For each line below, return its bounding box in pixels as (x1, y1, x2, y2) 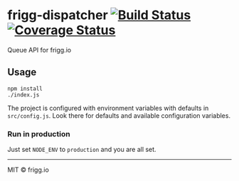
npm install (7, 85, 43, 92)
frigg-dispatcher (7, 7, 108, 23)
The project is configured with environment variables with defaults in (7, 104, 209, 112)
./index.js (7, 91, 40, 99)
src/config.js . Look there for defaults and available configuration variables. (7, 111, 231, 120)
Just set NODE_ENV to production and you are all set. (7, 146, 156, 154)
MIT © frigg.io (7, 165, 50, 174)
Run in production (7, 128, 70, 138)
